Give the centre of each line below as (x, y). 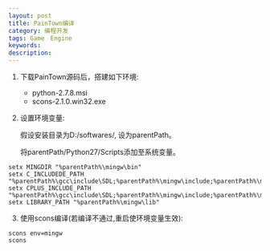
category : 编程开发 (39, 30)
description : (30, 53)
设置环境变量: (42, 118)
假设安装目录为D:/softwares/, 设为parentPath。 (98, 135)
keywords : (25, 46)
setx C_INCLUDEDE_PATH (46, 174)
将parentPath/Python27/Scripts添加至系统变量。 (100, 152)
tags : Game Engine (40, 38)
